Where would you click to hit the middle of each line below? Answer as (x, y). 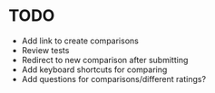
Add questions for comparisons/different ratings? (113, 79)
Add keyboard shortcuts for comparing (94, 70)
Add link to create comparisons (80, 41)
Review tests (45, 50)
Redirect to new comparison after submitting (105, 60)
